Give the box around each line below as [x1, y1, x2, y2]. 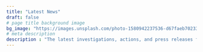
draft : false [6, 14, 39, 20]
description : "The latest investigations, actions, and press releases [6, 36, 193, 42]
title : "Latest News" [6, 8, 61, 15]
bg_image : [6, 25, 31, 32]
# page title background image [6, 20, 85, 26]
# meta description [6, 31, 56, 37]
